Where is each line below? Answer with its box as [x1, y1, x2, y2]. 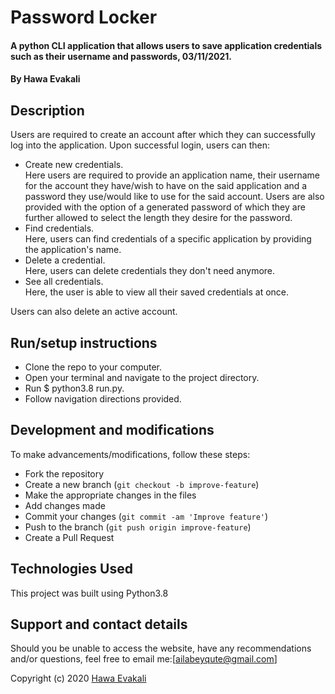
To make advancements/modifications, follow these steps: [10, 448, 251, 460]
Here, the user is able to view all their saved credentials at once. [24, 286, 290, 298]
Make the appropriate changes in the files [24, 489, 197, 501]
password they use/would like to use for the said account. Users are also [24, 191, 325, 203]
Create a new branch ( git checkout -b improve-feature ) [24, 478, 260, 490]
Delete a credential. [24, 254, 106, 266]
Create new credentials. [24, 159, 124, 171]
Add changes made [24, 499, 106, 511]
